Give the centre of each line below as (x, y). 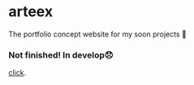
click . (17, 73)
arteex (31, 12)
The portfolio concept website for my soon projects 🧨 (97, 34)
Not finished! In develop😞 (61, 55)
